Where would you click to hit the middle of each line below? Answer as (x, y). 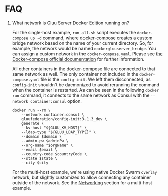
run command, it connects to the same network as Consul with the (81, 95)
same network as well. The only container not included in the (75, 74)
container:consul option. (56, 101)
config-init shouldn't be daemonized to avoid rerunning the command (86, 85)
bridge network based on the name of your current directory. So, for (83, 43)
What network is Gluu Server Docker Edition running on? (70, 23)
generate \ (33, 123)
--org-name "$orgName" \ (47, 145)
